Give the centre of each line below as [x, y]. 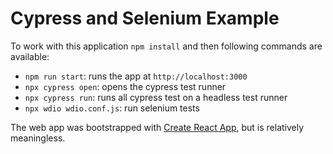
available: [30, 56]
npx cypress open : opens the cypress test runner [125, 86]
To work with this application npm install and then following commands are [166, 46]
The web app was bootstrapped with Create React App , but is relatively [157, 127]
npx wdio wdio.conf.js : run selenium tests [112, 108]
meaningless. [38, 138]
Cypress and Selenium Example [145, 18]
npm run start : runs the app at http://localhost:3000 [136, 76]
